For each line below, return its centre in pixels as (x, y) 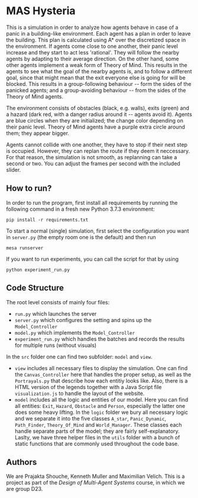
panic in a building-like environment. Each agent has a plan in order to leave (98, 33)
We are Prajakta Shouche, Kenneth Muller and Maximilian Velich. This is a (95, 476)
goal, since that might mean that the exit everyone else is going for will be (96, 78)
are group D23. (25, 489)
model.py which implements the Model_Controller (75, 332)
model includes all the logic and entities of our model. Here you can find (101, 399)
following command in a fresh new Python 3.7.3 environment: (80, 209)
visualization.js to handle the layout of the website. (79, 393)
